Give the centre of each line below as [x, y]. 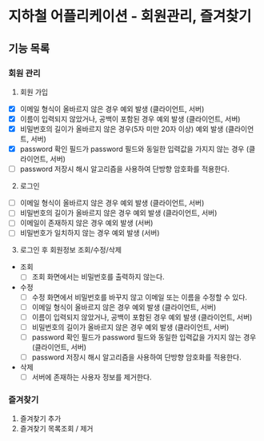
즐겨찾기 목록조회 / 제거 [56, 429]
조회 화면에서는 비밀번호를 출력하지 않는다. [98, 277]
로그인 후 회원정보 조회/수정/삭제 [71, 250]
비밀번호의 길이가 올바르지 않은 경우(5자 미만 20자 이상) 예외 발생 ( [124, 129]
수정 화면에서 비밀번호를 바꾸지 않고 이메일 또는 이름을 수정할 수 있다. [140, 297]
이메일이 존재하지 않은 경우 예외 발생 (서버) [86, 223]
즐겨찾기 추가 [40, 419]
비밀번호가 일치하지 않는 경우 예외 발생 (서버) [90, 233]
